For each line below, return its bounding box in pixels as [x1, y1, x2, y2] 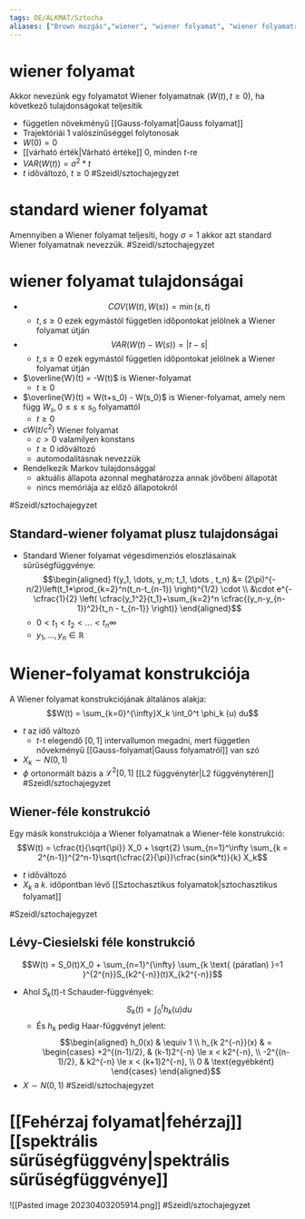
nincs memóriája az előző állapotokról [35, 482, 178, 493]
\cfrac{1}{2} [33, 594, 78, 605]
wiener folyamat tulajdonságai [9, 271, 244, 291]
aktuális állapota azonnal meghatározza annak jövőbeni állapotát [35, 473, 278, 484]
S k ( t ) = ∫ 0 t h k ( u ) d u [126, 1002, 192, 1017]
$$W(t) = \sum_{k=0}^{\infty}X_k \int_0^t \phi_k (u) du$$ [46, 707, 259, 718]
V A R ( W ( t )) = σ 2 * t [22, 156, 92, 169]
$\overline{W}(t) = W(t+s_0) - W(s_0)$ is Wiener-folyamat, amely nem [22, 391, 286, 402]
